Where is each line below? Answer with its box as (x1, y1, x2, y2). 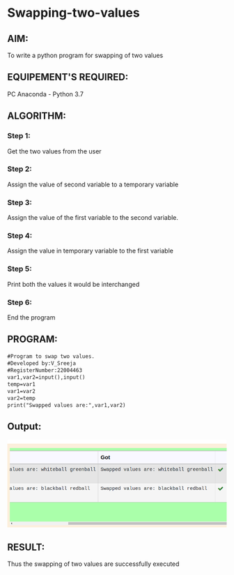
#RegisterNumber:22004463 (7, 366, 82, 374)
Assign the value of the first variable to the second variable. (7, 214, 179, 222)
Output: (7, 421, 42, 433)
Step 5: (7, 264, 33, 274)
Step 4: (7, 231, 33, 241)
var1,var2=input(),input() (7, 373, 86, 381)
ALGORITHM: (7, 110, 66, 122)
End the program (7, 313, 56, 322)
